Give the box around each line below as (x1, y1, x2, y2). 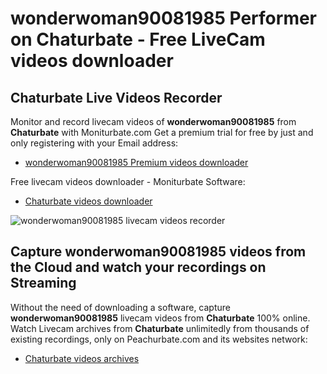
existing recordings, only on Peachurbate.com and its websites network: (10, 333, 308, 345)
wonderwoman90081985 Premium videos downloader (24, 157, 249, 168)
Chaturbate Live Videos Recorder (10, 89, 223, 106)
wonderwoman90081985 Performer (10, 7, 318, 30)
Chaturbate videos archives (24, 352, 140, 364)
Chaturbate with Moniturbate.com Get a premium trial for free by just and (10, 127, 314, 138)
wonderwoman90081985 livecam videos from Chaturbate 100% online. (10, 312, 311, 324)
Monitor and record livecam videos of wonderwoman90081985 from (10, 116, 297, 127)
